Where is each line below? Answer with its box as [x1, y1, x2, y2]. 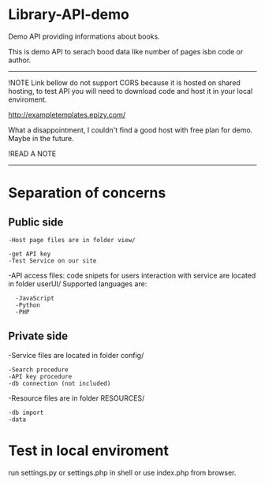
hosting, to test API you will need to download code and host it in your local [8, 86, 253, 95]
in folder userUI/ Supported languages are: [8, 278, 147, 289]
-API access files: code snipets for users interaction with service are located [8, 270, 256, 280]
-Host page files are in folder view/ [8, 236, 136, 244]
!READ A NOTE [8, 148, 57, 159]
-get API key [8, 250, 51, 258]
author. [8, 55, 32, 65]
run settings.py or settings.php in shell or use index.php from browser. [8, 468, 237, 477]
